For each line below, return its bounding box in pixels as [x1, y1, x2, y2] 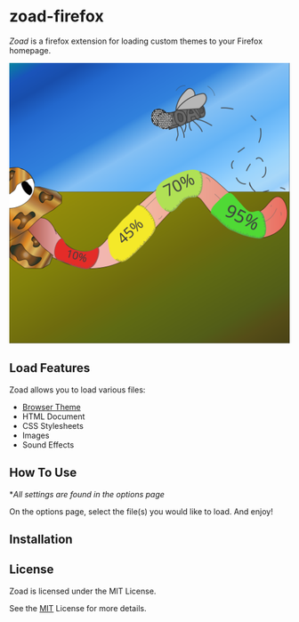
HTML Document [21, 411, 85, 422]
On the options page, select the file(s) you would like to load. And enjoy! [9, 505, 273, 517]
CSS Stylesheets [21, 420, 85, 431]
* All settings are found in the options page [9, 489, 165, 499]
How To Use [9, 465, 77, 481]
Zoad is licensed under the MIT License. [9, 586, 157, 596]
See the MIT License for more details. [9, 602, 147, 613]
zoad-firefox [9, 6, 104, 27]
